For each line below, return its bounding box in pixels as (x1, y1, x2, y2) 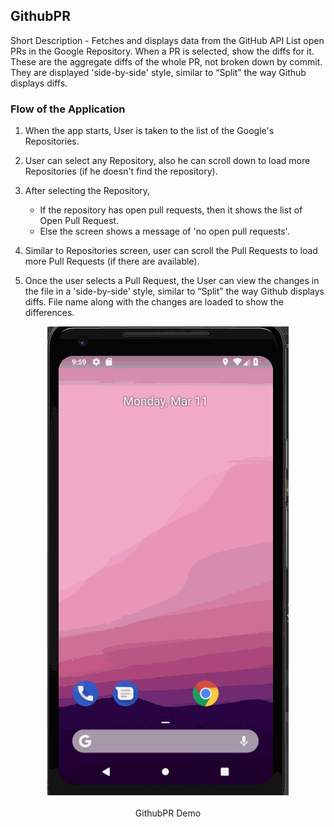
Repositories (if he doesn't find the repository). (24, 165, 218, 178)
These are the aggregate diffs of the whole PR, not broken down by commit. (10, 55, 323, 68)
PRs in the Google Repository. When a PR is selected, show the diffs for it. (10, 45, 315, 57)
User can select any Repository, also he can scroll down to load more (24, 155, 311, 167)
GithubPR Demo (134, 807, 202, 819)
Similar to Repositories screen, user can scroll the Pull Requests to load (24, 245, 318, 257)
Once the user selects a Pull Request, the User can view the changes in (24, 275, 320, 287)
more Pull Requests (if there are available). (24, 255, 200, 268)
